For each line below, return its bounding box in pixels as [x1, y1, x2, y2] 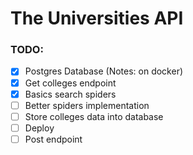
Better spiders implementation [24, 99, 150, 111]
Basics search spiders [24, 88, 117, 100]
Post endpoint [24, 133, 83, 145]
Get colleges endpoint [24, 77, 117, 89]
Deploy [24, 122, 55, 134]
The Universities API [10, 7, 184, 30]
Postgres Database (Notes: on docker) [24, 65, 184, 77]
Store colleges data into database [24, 110, 164, 122]
